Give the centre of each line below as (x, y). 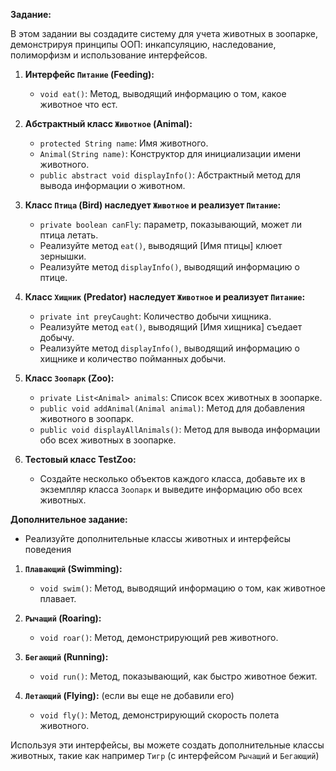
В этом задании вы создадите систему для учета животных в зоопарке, (164, 33)
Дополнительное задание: (69, 519)
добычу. (57, 337)
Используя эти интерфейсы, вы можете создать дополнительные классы (167, 745)
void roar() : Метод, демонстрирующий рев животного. (159, 637)
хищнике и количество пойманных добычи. (133, 358)
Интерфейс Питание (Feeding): (89, 74)
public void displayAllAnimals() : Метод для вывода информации (180, 429)
